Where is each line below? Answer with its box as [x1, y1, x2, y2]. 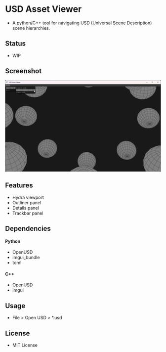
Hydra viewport [12, 194, 44, 200]
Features [5, 181, 33, 190]
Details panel [12, 205, 40, 211]
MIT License [12, 342, 38, 348]
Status [5, 40, 26, 48]
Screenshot [5, 67, 42, 75]
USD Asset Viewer [5, 3, 82, 15]
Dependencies [5, 224, 51, 233]
